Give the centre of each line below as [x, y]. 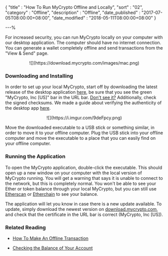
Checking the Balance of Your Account [52, 248]
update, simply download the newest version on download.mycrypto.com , [81, 209]
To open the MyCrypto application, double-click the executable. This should [84, 167]
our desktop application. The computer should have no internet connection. [83, 43]
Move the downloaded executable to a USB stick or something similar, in [80, 128]
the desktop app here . [28, 108]
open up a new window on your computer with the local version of [73, 173]
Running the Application [35, 156]
